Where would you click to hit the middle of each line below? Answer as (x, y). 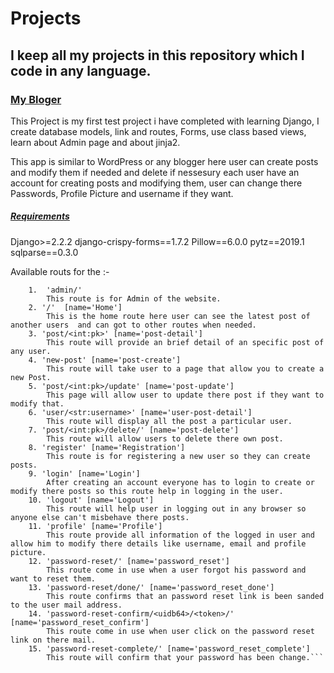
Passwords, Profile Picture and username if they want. (122, 193)
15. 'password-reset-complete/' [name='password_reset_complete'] (169, 648)
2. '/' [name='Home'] (75, 307)
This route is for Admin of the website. (134, 298)
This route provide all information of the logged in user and (180, 535)
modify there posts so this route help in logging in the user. (147, 491)
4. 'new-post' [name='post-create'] (105, 360)
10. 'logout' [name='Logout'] (91, 500)
